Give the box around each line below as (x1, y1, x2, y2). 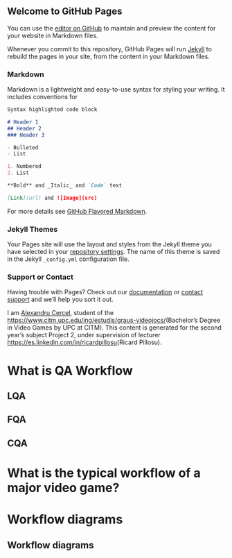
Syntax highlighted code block (7, 106, 98, 113)
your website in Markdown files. (7, 31, 98, 40)
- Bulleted (7, 144, 39, 151)
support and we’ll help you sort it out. (7, 295, 114, 304)
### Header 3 (7, 131, 45, 138)
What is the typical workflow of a (7, 465, 201, 481)
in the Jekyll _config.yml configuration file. (7, 255, 130, 263)
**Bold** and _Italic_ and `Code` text (7, 182, 123, 189)
